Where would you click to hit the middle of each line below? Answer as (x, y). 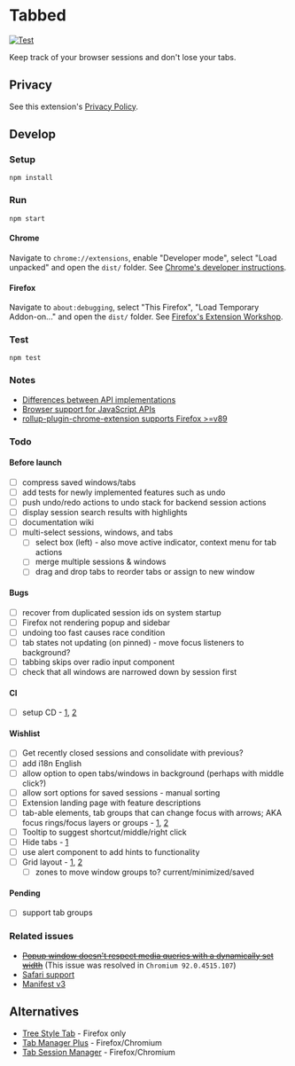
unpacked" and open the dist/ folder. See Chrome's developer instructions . (148, 267)
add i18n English (52, 763)
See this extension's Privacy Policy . (74, 106)
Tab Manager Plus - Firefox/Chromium (92, 1042)
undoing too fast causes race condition (93, 632)
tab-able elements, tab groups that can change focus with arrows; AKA (151, 812)
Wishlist (25, 733)
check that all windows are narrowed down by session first (129, 671)
